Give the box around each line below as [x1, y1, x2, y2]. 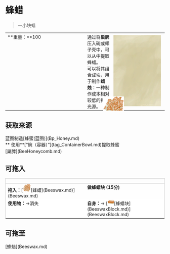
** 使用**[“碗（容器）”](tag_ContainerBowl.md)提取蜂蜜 [5, 142, 120, 148]
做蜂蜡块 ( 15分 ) [87, 184, 120, 190]
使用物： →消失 [8, 200, 39, 207]
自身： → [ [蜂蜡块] [87, 200, 131, 207]
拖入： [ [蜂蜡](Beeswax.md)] [8, 187, 75, 193]
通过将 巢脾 [87, 34, 110, 40]
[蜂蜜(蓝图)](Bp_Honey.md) [23, 135, 80, 141]
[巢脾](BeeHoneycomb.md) [5, 148, 62, 154]
